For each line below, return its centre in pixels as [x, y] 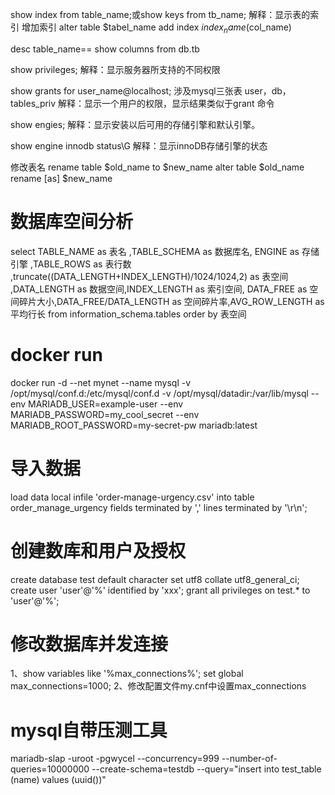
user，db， [268, 90]
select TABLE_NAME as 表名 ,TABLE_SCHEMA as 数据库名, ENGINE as [155, 251]
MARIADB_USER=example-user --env [106, 404]
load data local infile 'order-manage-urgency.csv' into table [132, 497]
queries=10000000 [50, 769]
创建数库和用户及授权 [98, 550]
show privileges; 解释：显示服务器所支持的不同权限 [115, 69]
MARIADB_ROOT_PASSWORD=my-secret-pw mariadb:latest [134, 425]
